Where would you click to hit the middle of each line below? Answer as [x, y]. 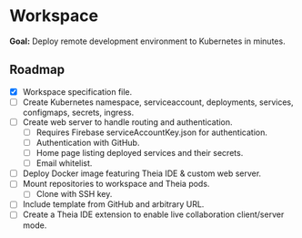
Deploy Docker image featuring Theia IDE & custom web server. [142, 173]
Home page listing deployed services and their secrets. [140, 153]
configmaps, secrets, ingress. [78, 112]
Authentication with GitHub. [88, 143]
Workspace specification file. [77, 91]
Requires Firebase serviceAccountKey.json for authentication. [152, 132]
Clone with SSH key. [74, 194]
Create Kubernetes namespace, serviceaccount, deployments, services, [158, 102]
